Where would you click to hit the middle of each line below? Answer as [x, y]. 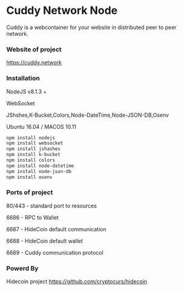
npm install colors [31, 160]
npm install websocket [35, 143]
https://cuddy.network [34, 63]
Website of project [34, 49]
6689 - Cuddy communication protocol [55, 252]
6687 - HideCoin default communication [56, 229]
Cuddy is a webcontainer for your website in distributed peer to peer [91, 27]
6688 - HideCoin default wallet [45, 241]
